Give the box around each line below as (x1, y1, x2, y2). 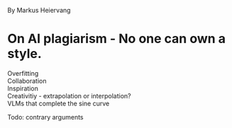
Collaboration (7, 76, 47, 85)
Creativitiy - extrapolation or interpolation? (7, 91, 131, 100)
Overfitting (7, 69, 39, 77)
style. (7, 46, 43, 62)
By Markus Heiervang (7, 6, 71, 14)
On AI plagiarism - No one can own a (7, 31, 226, 47)
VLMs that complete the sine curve (7, 99, 110, 107)
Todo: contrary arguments (7, 112, 84, 121)
